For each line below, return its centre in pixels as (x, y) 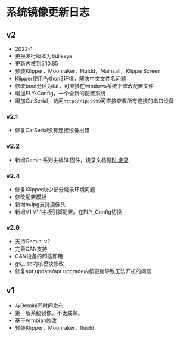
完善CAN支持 (31, 249)
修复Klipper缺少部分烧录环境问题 (55, 189)
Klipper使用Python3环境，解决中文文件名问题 (70, 78)
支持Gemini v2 (32, 242)
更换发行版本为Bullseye (44, 56)
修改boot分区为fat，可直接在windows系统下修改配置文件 (84, 86)
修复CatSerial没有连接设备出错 (52, 130)
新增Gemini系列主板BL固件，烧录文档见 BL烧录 (72, 160)
